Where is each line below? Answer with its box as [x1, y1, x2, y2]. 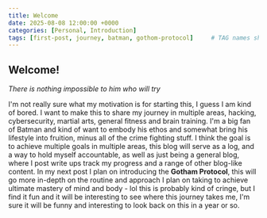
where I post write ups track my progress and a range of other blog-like [8, 159, 242, 168]
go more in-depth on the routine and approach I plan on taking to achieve [8, 175, 249, 185]
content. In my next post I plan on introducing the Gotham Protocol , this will [8, 167, 257, 177]
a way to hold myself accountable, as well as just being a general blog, [8, 150, 240, 159]
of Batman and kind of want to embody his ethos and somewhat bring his [8, 124, 248, 135]
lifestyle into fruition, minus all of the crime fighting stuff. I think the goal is [8, 133, 251, 143]
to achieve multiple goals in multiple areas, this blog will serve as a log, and [8, 142, 254, 151]
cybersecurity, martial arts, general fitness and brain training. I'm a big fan [8, 117, 251, 126]
